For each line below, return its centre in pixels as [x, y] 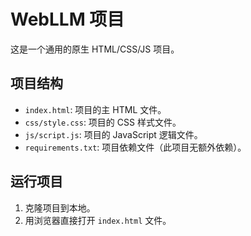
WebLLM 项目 [67, 19]
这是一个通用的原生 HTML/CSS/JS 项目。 [95, 49]
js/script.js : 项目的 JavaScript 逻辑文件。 [113, 134]
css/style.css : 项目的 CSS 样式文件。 [103, 122]
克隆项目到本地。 [60, 207]
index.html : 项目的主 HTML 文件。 [95, 109]
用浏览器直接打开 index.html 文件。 [98, 220]
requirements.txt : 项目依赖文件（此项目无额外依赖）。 [135, 147]
